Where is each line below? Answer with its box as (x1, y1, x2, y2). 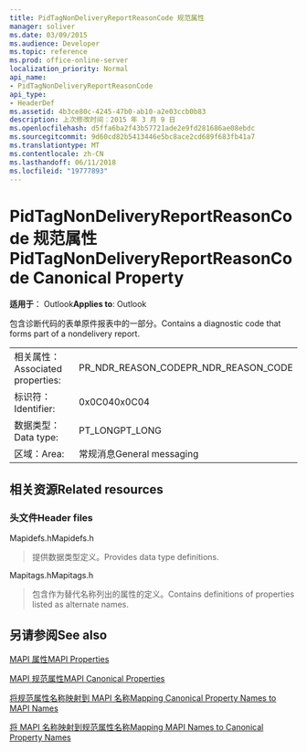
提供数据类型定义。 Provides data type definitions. (31, 552, 219, 562)
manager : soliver (9, 22, 76, 31)
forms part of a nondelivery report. (9, 328, 140, 339)
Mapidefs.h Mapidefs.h (9, 533, 94, 544)
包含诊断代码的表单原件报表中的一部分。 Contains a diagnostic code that (9, 318, 281, 329)
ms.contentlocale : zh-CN (9, 149, 104, 158)
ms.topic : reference (9, 48, 89, 57)
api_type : (9, 90, 48, 99)
